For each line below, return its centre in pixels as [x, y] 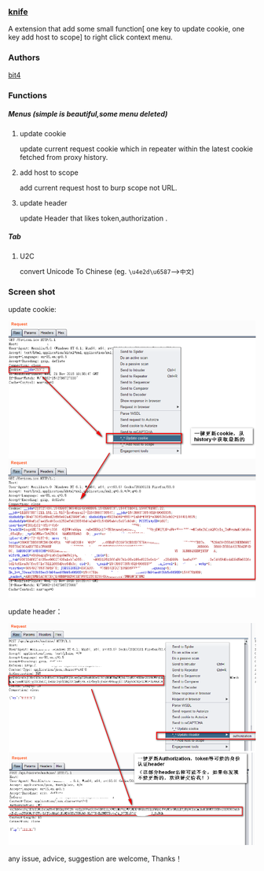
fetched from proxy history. [64, 158]
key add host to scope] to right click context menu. [90, 37]
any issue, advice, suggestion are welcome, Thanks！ [95, 859]
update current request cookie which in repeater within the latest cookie [136, 149]
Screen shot [32, 292]
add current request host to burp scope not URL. [98, 188]
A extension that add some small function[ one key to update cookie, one [126, 29]
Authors [24, 57]
